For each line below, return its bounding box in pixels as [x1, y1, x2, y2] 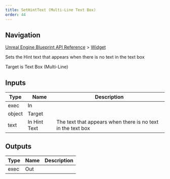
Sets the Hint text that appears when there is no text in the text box [5, 54, 145, 60]
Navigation [5, 31, 40, 39]
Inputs [5, 78, 26, 87]
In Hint [27, 118, 44, 125]
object [8, 110, 23, 117]
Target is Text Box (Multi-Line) [5, 64, 68, 70]
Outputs [5, 142, 32, 151]
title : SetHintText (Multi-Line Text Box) [5, 7, 96, 13]
